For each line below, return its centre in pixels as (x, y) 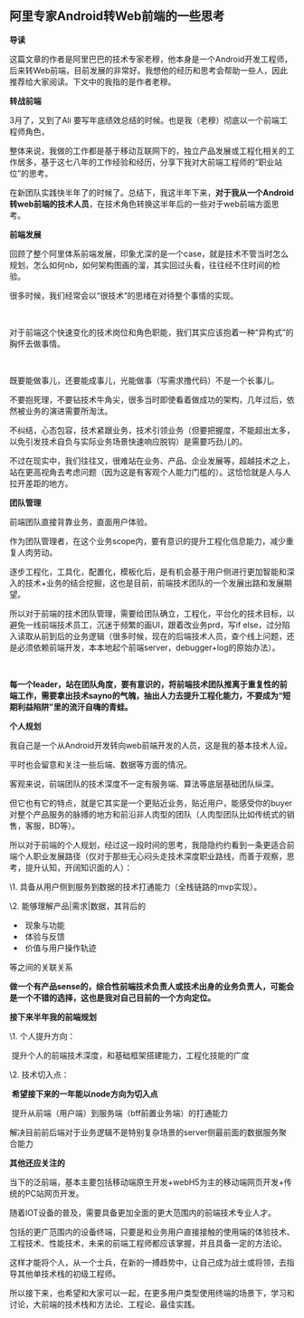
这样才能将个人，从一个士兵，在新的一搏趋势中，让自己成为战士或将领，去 (148, 1262)
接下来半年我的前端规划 (53, 1017)
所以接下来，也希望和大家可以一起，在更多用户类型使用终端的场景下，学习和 (152, 1293)
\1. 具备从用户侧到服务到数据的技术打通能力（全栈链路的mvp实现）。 (136, 886)
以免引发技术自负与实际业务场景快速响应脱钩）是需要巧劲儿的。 (128, 441)
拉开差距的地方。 (41, 483)
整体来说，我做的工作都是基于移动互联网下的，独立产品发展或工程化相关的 (148, 150)
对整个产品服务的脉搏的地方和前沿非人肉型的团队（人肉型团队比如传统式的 (148, 814)
